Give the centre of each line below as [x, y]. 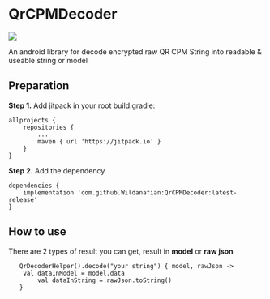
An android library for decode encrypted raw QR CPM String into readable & [135, 51]
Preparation [39, 86]
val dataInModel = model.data [74, 273]
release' [23, 199]
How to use [37, 232]
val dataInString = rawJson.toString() [105, 280]
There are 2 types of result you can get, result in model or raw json [121, 251]
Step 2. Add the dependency [57, 170]
